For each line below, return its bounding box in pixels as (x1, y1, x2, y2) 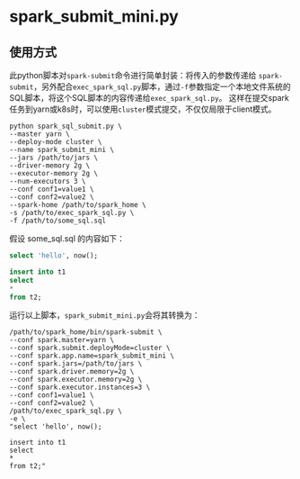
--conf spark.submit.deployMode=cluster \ (9, 344, 171, 353)
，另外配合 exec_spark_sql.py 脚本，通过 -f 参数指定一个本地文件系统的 (32, 81, 291, 92)
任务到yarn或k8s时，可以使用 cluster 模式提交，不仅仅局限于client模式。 (9, 104, 277, 114)
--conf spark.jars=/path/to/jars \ (9, 359, 143, 368)
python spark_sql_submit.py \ (9, 122, 123, 131)
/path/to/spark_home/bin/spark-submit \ (9, 328, 163, 337)
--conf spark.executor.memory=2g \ (9, 375, 143, 384)
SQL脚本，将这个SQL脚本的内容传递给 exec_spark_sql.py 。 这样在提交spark (9, 93, 289, 103)
